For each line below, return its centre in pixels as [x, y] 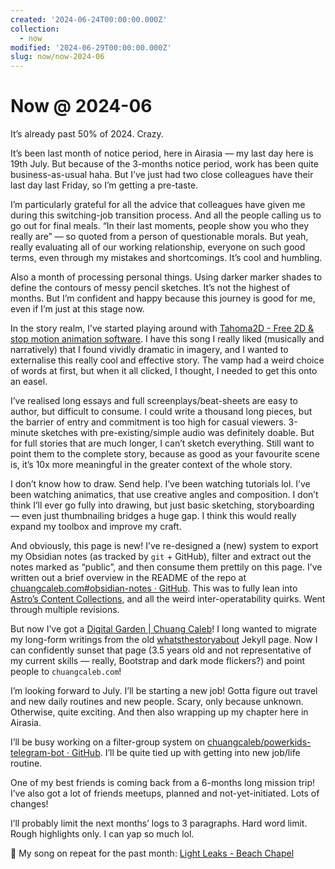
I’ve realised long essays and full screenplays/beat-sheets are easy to [154, 401]
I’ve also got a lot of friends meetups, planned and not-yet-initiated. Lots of [165, 793]
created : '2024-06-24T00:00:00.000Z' [89, 19]
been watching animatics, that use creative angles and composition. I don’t [164, 495]
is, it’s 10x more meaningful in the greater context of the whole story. [151, 465]
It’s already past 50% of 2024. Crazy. [87, 134]
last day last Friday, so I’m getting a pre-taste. [104, 185]
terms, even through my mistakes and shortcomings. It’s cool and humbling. [166, 258]
